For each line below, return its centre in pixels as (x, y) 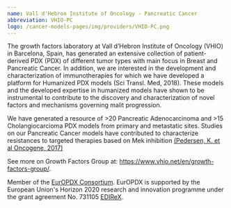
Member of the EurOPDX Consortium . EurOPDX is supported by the (104, 182)
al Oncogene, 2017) (35, 148)
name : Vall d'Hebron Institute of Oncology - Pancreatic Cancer (102, 14)
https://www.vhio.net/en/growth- (167, 162)
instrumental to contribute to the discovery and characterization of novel (111, 98)
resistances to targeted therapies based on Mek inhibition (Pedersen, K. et (114, 141)
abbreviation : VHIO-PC (40, 20)
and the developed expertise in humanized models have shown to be (106, 90)
